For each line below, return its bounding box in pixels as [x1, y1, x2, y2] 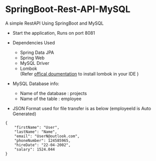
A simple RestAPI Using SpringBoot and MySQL [5, 20, 104, 26]
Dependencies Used [12, 39, 55, 46]
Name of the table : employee [20, 96, 82, 102]
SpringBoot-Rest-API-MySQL [5, 4, 131, 15]
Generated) [12, 111, 37, 117]
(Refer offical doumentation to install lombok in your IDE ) [20, 70, 139, 76]
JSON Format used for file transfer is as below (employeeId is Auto [12, 105, 151, 111]
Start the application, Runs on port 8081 [12, 30, 95, 36]
